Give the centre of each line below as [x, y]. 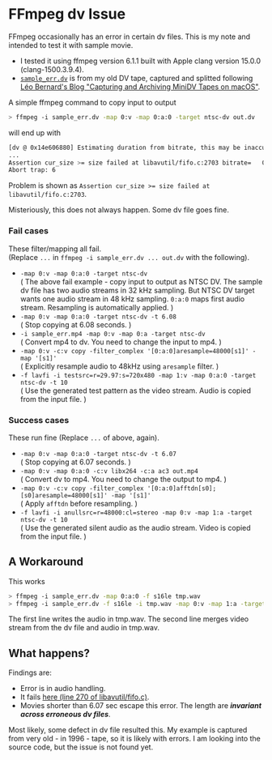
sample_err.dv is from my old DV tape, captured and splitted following [136, 78]
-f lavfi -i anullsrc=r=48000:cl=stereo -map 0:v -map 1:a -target [136, 512]
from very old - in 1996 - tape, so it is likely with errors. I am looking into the [134, 739]
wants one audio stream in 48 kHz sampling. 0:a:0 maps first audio [132, 299]
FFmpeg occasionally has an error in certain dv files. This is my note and [130, 36]
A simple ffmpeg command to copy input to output [92, 102]
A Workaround [46, 562]
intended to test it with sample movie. [71, 45]
